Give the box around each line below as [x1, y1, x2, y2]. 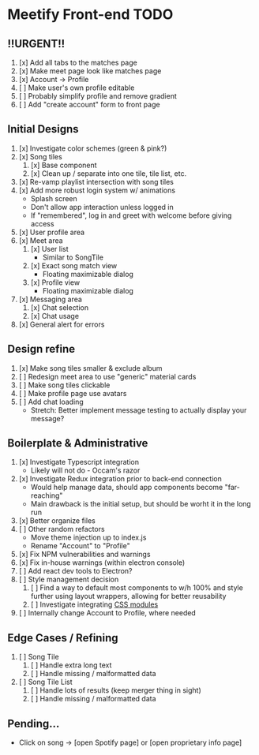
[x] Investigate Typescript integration [18, 458, 140, 467]
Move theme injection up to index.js [30, 533, 147, 542]
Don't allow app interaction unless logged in [30, 202, 175, 211]
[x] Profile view [30, 278, 81, 287]
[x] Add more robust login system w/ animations [18, 185, 175, 195]
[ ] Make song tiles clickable [18, 380, 111, 390]
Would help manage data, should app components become [30, 483, 223, 492]
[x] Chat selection [30, 302, 89, 312]
